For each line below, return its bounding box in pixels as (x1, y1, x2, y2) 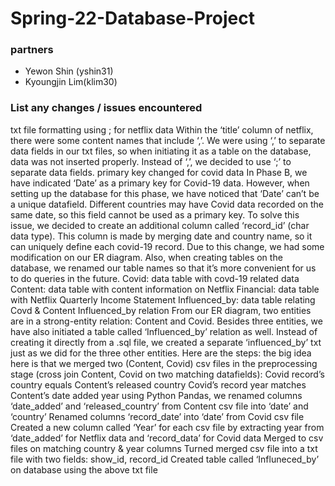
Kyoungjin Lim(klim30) (24, 76, 118, 88)
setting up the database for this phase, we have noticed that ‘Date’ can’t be (10, 187, 320, 199)
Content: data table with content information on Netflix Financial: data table (10, 283, 320, 295)
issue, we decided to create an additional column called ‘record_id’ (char (10, 219, 310, 231)
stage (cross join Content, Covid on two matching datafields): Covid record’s (10, 368, 325, 380)
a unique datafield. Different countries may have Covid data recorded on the (10, 198, 325, 210)
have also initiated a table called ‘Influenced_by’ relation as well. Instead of (10, 325, 318, 337)
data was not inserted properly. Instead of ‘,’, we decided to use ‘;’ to (10, 155, 292, 167)
